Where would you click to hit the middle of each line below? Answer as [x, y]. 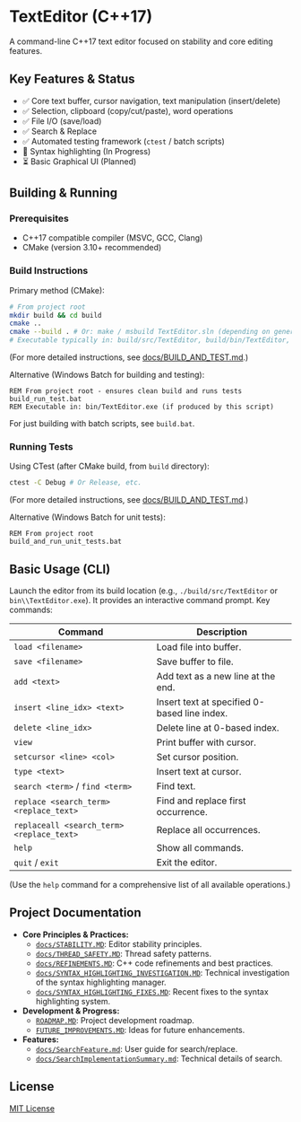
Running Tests [41, 447]
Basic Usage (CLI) [60, 569]
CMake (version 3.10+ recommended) [92, 248]
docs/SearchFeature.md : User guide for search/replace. [137, 1048]
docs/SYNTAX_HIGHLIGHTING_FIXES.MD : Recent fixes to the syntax [152, 991]
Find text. [176, 786]
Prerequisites [39, 219]
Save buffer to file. [195, 662]
